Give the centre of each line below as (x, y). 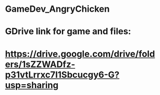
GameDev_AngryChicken (57, 9)
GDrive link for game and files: (68, 32)
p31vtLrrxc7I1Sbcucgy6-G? (62, 75)
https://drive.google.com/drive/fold (80, 54)
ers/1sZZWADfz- (40, 64)
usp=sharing (32, 85)
